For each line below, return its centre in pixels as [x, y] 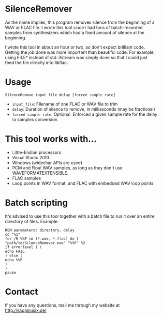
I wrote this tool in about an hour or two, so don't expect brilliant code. [75, 47]
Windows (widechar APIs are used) [47, 163]
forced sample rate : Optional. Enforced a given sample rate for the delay [85, 114]
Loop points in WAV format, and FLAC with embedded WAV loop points [83, 183]
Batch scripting [37, 203]
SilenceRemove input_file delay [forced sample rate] [60, 95]
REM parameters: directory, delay [40, 230]
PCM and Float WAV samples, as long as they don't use [67, 167]
